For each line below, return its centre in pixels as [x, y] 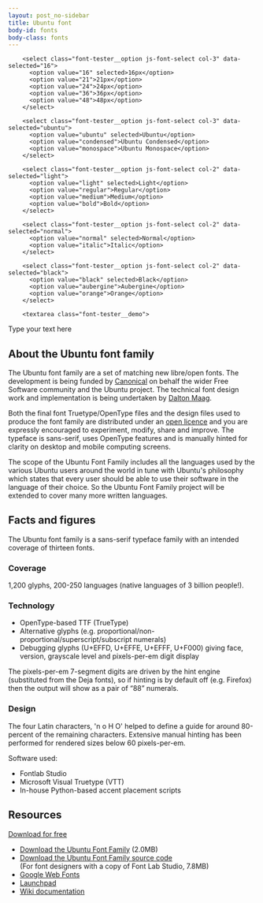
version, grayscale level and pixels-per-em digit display [109, 656]
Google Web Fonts [50, 874]
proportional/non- [126, 631]
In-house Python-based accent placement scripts [100, 790]
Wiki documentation [52, 891]
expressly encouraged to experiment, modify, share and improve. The [121, 430]
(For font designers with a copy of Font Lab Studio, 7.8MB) [114, 866]
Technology [31, 606]
